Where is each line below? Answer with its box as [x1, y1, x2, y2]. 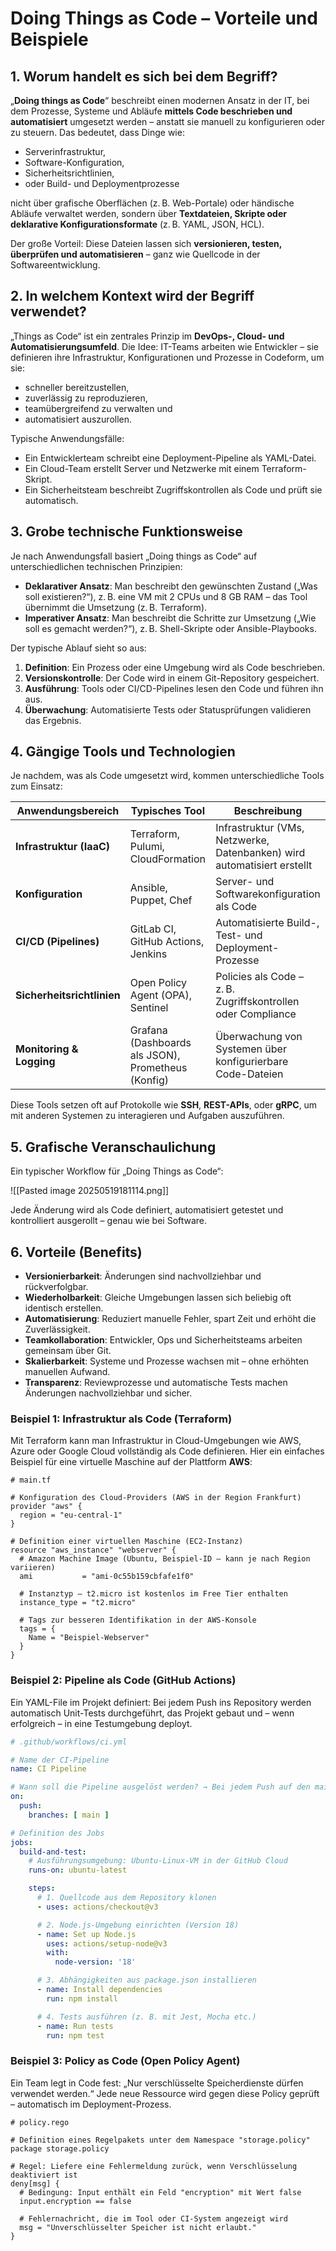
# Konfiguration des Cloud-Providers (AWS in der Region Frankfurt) [10, 1493, 302, 1503]
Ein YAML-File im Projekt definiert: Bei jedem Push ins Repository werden [10, 1696, 312, 1708]
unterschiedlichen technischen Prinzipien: [10, 560, 183, 572]
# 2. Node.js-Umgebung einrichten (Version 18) [36, 1920, 240, 1930]
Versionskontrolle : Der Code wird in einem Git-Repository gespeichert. [24, 672, 320, 684]
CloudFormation [129, 852, 206, 866]
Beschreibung [233, 804, 303, 818]
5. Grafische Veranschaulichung [10, 1138, 217, 1156]
